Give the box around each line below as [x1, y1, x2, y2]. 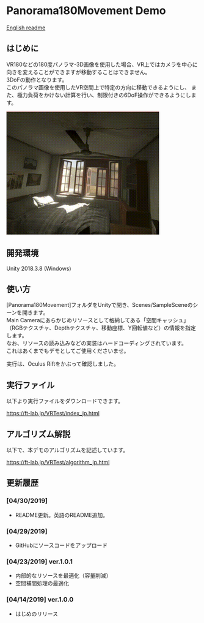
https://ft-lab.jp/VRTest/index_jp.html [6, 410, 100, 417]
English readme [6, 24, 46, 31]
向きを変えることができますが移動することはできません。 [6, 68, 151, 75]
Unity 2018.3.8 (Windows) [6, 265, 71, 272]
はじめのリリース [15, 610, 59, 617]
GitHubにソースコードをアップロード [15, 542, 108, 549]
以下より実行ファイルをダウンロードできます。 [6, 398, 124, 405]
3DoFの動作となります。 [6, 76, 68, 83]
